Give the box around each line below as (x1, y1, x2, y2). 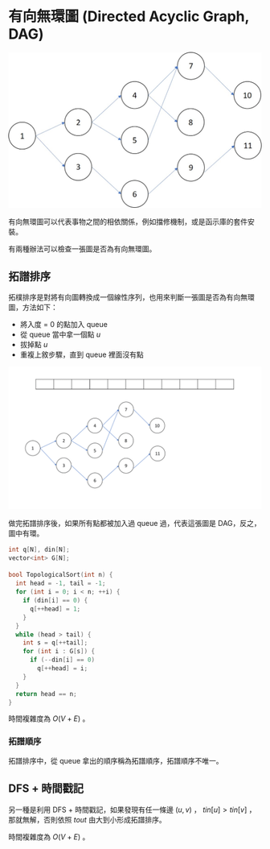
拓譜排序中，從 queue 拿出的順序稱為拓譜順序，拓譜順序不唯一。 (8, 756, 223, 765)
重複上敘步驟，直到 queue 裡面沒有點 (19, 350, 145, 359)
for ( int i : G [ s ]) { (22, 648, 95, 656)
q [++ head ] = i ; (37, 665, 88, 673)
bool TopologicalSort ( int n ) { (8, 571, 113, 579)
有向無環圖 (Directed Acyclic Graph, (8, 7, 250, 26)
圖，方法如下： (8, 303, 58, 313)
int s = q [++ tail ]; (22, 639, 88, 647)
